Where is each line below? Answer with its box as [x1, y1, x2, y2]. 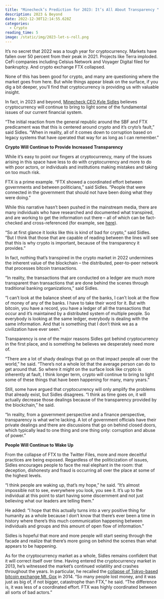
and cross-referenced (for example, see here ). [24, 220, 118, 226]
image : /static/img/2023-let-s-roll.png [5, 35, 89, 40]
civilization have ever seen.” [5, 326, 62, 332]
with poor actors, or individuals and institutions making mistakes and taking [5, 164, 158, 170]
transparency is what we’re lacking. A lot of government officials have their [5, 417, 157, 423]
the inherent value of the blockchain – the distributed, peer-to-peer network [5, 260, 159, 266]
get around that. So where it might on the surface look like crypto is [5, 366, 141, 372]
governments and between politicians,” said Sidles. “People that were [5, 184, 146, 190]
